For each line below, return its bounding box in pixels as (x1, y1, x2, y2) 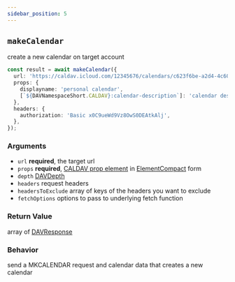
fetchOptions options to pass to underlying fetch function (17, 194, 183, 202)
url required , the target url (17, 157, 95, 165)
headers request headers (17, 179, 89, 188)
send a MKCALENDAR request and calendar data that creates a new (7, 261, 204, 269)
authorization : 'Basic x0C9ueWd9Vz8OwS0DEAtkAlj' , (20, 112, 171, 119)
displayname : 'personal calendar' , (20, 86, 124, 93)
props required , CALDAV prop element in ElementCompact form (17, 165, 201, 173)
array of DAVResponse (7, 228, 73, 236)
